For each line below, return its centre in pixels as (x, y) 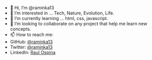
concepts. (21, 29)
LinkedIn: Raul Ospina (33, 52)
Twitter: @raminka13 (31, 47)
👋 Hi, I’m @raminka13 (32, 8)
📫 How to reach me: (32, 34)
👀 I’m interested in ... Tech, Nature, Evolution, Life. (62, 13)
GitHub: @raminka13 (31, 42)
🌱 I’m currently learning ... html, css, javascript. (59, 18)
